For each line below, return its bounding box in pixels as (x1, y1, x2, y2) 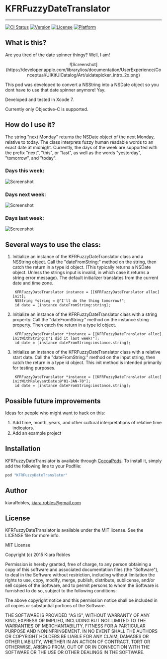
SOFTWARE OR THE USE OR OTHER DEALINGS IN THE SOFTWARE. (5, 650, 145, 656)
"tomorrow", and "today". (5, 155, 57, 161)
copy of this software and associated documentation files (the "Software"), (5, 566, 159, 572)
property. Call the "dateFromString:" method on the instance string (12, 317, 149, 323)
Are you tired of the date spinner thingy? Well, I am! (5, 52, 110, 58)
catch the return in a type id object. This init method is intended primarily (12, 360, 162, 366)
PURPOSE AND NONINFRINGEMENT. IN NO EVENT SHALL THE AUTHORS (5, 628, 158, 634)
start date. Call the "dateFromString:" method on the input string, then (12, 354, 156, 361)
